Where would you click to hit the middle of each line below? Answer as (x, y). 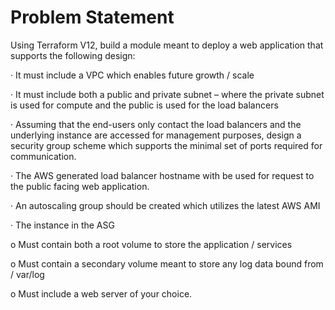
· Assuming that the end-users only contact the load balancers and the (156, 124)
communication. (43, 156)
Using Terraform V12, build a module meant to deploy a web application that (167, 45)
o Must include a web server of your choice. (101, 293)
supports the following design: (73, 55)
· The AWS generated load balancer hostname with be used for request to (162, 175)
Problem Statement (92, 17)
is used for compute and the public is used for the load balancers (144, 105)
